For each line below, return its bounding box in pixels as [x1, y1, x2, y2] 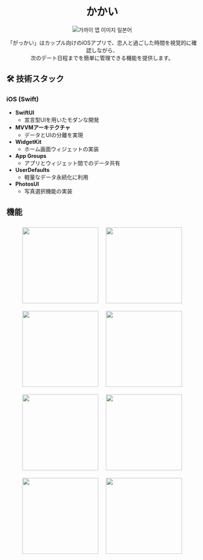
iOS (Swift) [6, 95, 39, 103]
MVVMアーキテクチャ [15, 123, 71, 131]
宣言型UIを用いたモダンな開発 [24, 116, 99, 123]
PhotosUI [15, 180, 40, 188]
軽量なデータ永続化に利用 [24, 173, 89, 180]
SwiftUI [15, 109, 35, 116]
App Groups [15, 152, 47, 159]
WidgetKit [15, 138, 42, 145]
